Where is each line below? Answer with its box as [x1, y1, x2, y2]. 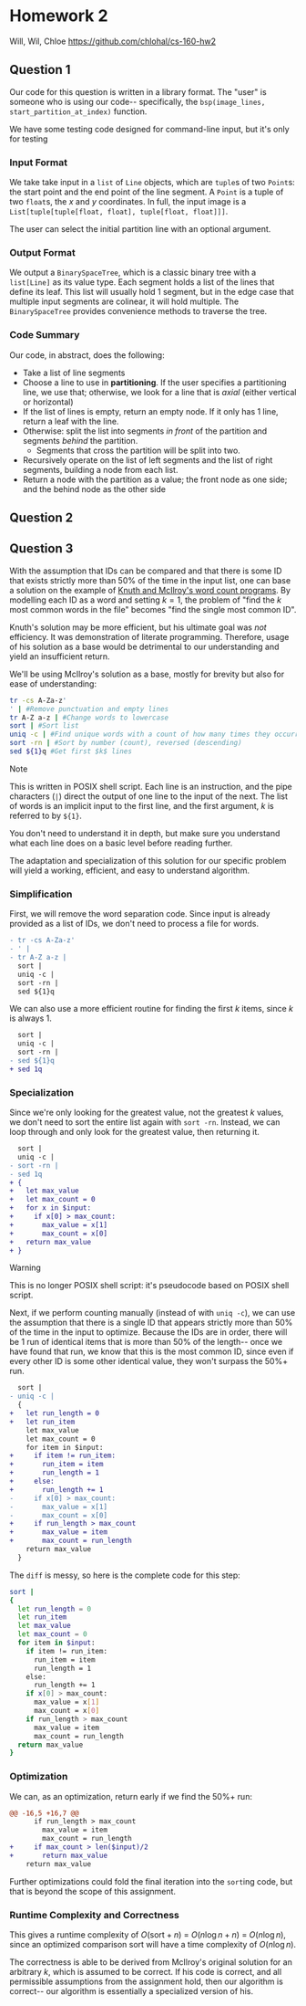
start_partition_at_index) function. [9, 106, 148, 117]
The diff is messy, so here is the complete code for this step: [9, 1570, 241, 1581]
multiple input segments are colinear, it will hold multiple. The [9, 296, 240, 307]
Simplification [9, 887, 73, 900]
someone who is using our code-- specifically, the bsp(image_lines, [9, 96, 266, 107]
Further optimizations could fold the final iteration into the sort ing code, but [9, 1875, 293, 1886]
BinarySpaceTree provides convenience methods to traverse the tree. [9, 306, 268, 317]
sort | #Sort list [9, 721, 79, 730]
